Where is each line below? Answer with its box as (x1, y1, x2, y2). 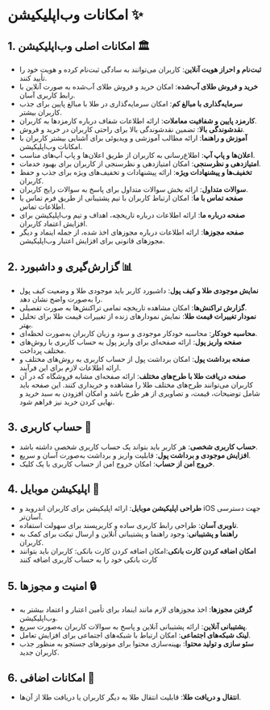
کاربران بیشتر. (19, 107, 62, 117)
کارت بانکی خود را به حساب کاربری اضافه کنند (19, 554, 158, 565)
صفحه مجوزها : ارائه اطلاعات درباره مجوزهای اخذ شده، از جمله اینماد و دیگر (19, 227, 244, 237)
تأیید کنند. (19, 73, 48, 82)
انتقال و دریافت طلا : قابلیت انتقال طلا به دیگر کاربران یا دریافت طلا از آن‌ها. (19, 692, 242, 702)
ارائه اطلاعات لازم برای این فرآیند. (19, 363, 122, 372)
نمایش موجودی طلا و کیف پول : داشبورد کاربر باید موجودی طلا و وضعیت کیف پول (19, 285, 259, 295)
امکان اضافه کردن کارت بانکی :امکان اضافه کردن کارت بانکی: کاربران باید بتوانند (19, 546, 256, 556)
